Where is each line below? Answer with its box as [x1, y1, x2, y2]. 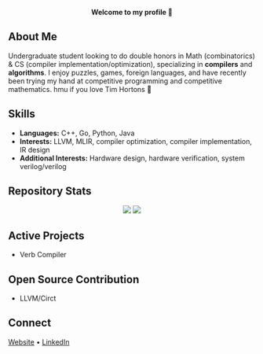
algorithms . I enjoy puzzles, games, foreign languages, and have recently [8, 68, 247, 77]
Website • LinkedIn [8, 337, 70, 346]
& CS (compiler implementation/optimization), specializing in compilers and [8, 59, 253, 68]
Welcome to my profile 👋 [91, 8, 173, 17]
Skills [8, 107, 35, 121]
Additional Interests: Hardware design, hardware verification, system [19, 153, 245, 163]
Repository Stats [8, 185, 92, 198]
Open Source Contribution [8, 272, 140, 286]
